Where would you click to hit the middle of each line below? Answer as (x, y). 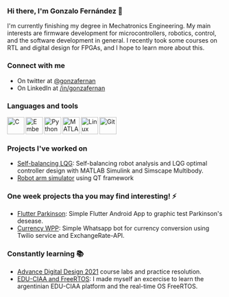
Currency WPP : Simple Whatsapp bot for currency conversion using (113, 228)
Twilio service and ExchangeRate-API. (71, 236)
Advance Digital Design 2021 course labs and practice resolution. (109, 272)
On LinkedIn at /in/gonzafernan (61, 88)
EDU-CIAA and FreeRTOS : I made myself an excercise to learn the (110, 278)
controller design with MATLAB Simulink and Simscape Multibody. (110, 170)
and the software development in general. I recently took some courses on (112, 41)
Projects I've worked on (47, 148)
